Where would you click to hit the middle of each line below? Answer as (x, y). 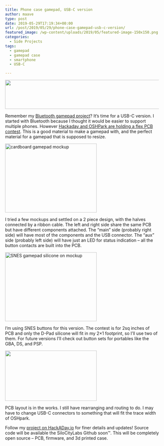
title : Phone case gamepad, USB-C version (49, 10)
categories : (17, 37)
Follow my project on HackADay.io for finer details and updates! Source (77, 428)
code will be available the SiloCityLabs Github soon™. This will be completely (82, 433)
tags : (10, 46)
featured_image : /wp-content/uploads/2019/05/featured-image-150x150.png (82, 32)
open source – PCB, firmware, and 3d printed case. (57, 438)
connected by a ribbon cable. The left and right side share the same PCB (78, 225)
